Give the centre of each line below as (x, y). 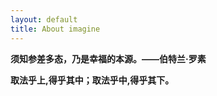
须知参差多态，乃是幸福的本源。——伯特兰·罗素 (108, 58)
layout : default (44, 19)
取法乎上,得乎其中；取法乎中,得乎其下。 (92, 80)
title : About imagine (55, 29)
